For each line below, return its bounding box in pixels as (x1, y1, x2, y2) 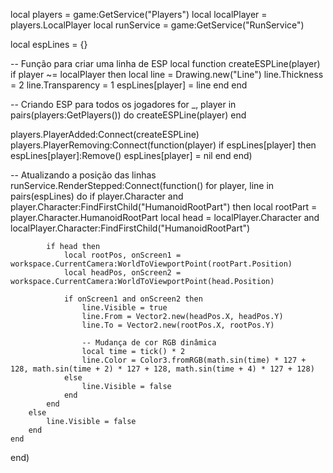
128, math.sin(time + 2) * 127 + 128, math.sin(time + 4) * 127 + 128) (10, 364, 315, 374)
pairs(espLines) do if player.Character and (10, 190, 184, 202)
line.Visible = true (81, 303, 168, 313)
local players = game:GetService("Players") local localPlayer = (10, 9, 268, 20)
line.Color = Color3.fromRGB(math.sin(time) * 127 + (81, 355, 307, 365)
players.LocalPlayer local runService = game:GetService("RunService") (10, 19, 305, 31)
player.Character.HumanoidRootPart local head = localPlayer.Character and (10, 212, 320, 223)
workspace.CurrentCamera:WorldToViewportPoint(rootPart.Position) (10, 259, 293, 269)
